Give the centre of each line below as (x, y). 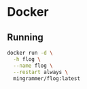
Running (25, 37)
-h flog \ (27, 59)
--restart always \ (41, 72)
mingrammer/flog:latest (47, 78)
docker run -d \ (30, 53)
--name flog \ (33, 66)
